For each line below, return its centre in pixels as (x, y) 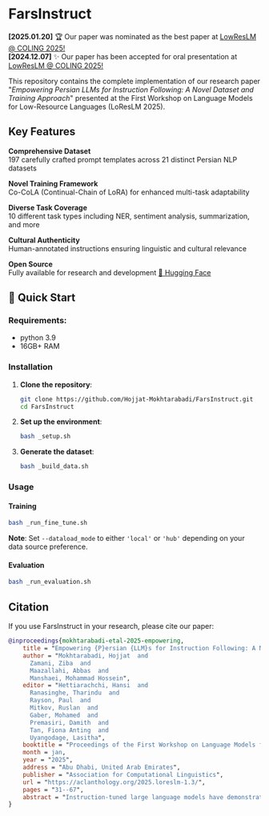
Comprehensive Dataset (50, 151)
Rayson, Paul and (60, 701)
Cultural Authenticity (44, 240)
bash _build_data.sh (54, 466)
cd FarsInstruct (47, 406)
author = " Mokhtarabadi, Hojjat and (86, 656)
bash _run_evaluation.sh (50, 582)
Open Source (31, 264)
